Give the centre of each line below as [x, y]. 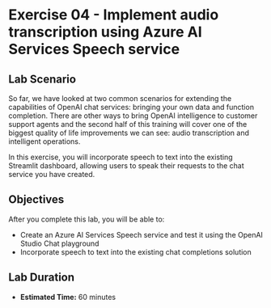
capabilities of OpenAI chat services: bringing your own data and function [131, 107]
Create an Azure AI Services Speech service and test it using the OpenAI [141, 234]
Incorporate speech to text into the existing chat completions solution [136, 251]
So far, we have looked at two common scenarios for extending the [120, 98]
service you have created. [52, 174]
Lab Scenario [42, 79]
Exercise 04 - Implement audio [114, 15]
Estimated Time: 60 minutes [68, 297]
